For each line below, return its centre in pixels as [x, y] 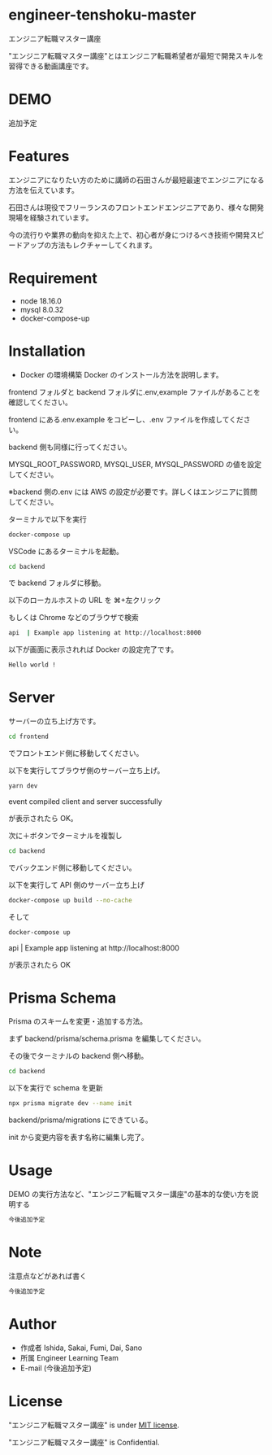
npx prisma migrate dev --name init [70, 1103]
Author [32, 1324]
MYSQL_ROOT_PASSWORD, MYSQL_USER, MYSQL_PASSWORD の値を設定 [135, 464]
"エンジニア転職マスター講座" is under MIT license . [94, 1425]
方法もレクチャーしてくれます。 [104, 245]
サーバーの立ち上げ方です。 [54, 721]
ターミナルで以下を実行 [47, 519]
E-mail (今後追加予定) [56, 1368]
